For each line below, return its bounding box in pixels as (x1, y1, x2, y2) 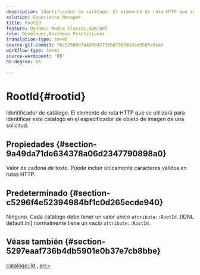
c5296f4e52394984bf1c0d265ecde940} (6, 197, 164, 208)
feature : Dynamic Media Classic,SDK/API (6, 25, 108, 32)
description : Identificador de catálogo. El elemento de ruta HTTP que (6, 8, 187, 15)
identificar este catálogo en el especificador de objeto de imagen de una (6, 116, 185, 123)
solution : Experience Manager (6, 14, 82, 20)
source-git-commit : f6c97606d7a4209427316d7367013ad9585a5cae (6, 42, 164, 48)
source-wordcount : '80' (6, 53, 65, 59)
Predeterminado (6, 188, 68, 198)
